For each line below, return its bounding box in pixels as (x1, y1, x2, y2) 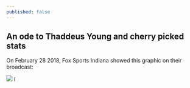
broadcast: (6, 63, 33, 70)
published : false (6, 8, 51, 15)
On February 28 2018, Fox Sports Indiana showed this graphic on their (6, 57, 182, 64)
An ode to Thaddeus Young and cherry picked (6, 32, 185, 42)
